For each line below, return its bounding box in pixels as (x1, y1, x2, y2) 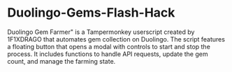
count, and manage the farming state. (7, 57, 116, 65)
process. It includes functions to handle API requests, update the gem (7, 50, 208, 58)
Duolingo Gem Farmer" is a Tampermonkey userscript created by (7, 28, 195, 36)
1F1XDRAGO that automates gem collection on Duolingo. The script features (7, 35, 226, 43)
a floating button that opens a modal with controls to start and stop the (7, 42, 211, 51)
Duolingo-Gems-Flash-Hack (7, 5, 175, 21)
